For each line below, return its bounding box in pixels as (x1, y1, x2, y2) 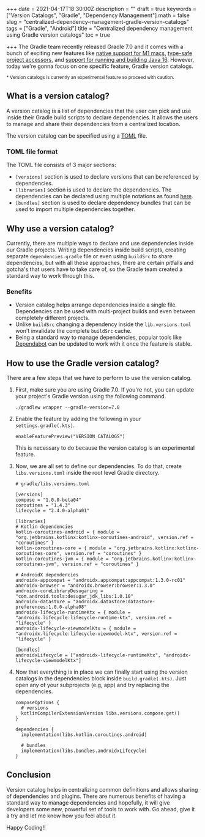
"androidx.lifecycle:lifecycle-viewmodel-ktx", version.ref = (15, 631, 177, 637)
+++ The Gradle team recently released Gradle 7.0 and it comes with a (6, 43, 184, 50)
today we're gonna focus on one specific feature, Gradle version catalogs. (6, 62, 194, 70)
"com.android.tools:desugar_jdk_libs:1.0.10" (15, 593, 133, 600)
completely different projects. (15, 314, 90, 322)
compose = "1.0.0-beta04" (15, 497, 81, 504)
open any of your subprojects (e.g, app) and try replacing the (15, 682, 170, 689)
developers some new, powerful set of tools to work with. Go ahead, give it (6, 805, 195, 813)
